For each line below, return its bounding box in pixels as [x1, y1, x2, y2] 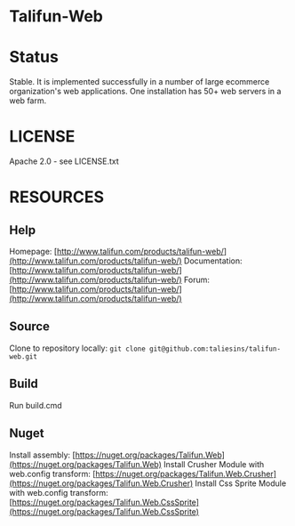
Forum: [183, 274, 211, 286]
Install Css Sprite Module [195, 478, 287, 489]
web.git [9, 352, 38, 361]
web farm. [9, 95, 47, 106]
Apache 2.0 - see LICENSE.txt [9, 156, 119, 166]
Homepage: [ [9, 247, 58, 257]
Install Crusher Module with [163, 458, 265, 469]
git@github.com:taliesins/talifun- [149, 344, 282, 353]
